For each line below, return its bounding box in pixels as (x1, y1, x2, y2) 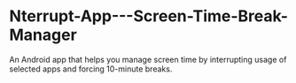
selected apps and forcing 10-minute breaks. (9, 64, 173, 74)
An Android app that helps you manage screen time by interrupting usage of (9, 54, 287, 64)
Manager (9, 25, 77, 45)
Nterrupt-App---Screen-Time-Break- (9, 6, 289, 26)
